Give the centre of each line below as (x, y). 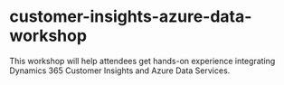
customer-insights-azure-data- (131, 17)
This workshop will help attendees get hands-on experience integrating (142, 61)
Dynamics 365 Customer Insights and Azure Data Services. (120, 71)
